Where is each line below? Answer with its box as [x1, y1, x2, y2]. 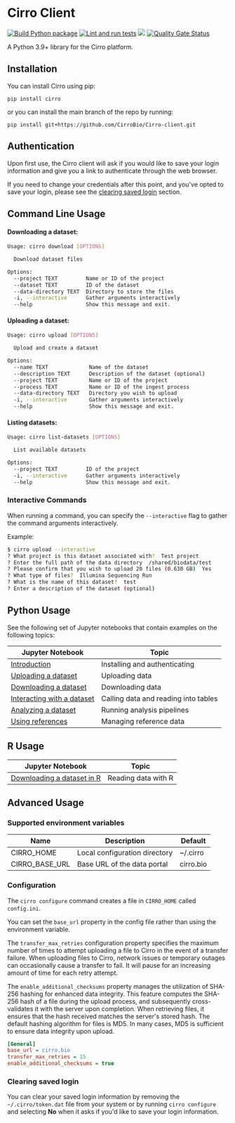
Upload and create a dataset [13, 344, 99, 352]
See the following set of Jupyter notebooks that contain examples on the [7, 623, 217, 632]
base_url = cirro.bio [7, 1047, 71, 1054]
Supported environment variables [7, 817, 125, 827]
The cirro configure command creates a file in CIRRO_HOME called [7, 896, 196, 904]
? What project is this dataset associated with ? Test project [7, 552, 199, 559]
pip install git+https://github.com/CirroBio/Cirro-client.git [7, 121, 196, 128]
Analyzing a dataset [11, 705, 76, 715]
